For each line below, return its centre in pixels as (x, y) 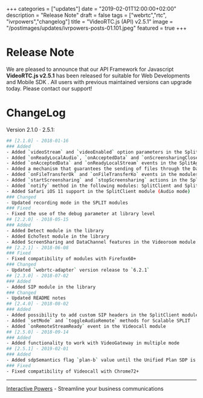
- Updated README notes (36, 298)
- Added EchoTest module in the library (58, 236)
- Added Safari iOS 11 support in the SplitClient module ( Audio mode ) (98, 191)
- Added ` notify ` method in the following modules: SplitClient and (94, 186)
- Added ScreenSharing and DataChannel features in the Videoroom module (101, 242)
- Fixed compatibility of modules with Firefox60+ (71, 259)
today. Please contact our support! (49, 88)
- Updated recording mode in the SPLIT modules (67, 203)
